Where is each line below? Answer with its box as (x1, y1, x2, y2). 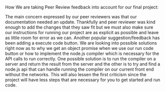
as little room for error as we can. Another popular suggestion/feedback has (5, 35, 160, 41)
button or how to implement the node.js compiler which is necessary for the (5, 50, 160, 56)
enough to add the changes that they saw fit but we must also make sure (5, 24, 154, 30)
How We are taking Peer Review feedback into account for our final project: (5, 4, 159, 10)
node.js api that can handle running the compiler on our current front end (5, 66, 154, 72)
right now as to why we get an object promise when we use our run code (5, 46, 154, 51)
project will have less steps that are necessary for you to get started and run (5, 77, 161, 83)
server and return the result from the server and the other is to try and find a (5, 61, 161, 67)
